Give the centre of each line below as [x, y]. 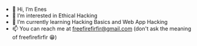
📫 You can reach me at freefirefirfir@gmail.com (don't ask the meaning [102, 29]
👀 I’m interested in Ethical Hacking [55, 16]
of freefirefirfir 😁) [35, 37]
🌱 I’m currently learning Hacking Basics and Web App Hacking [90, 22]
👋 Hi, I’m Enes [29, 9]
